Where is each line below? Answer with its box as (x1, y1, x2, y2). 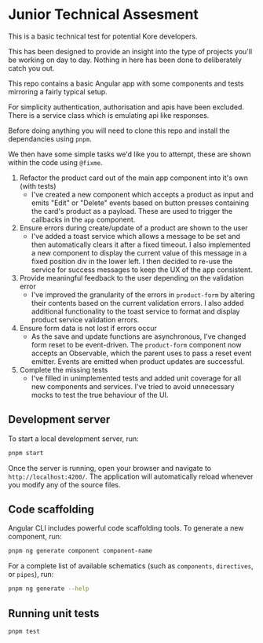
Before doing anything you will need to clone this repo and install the (8, 126, 230, 135)
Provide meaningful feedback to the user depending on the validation (19, 273, 244, 282)
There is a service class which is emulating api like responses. (8, 110, 210, 119)
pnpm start (8, 449, 44, 457)
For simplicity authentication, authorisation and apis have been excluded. (8, 102, 245, 112)
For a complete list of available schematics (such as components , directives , (8, 561, 254, 571)
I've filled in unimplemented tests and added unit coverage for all (31, 373, 242, 383)
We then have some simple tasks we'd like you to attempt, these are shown (8, 149, 251, 159)
